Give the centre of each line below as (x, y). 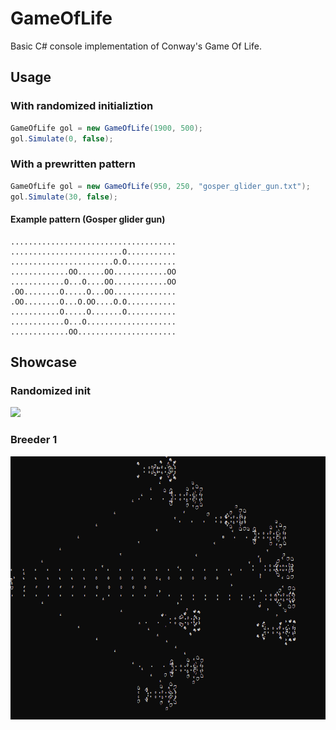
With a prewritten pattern (73, 164)
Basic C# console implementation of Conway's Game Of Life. (136, 46)
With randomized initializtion (82, 106)
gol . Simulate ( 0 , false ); (62, 138)
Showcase (44, 362)
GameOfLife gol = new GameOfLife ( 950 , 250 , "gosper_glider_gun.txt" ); (160, 186)
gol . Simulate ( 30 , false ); (64, 197)
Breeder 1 (34, 440)
